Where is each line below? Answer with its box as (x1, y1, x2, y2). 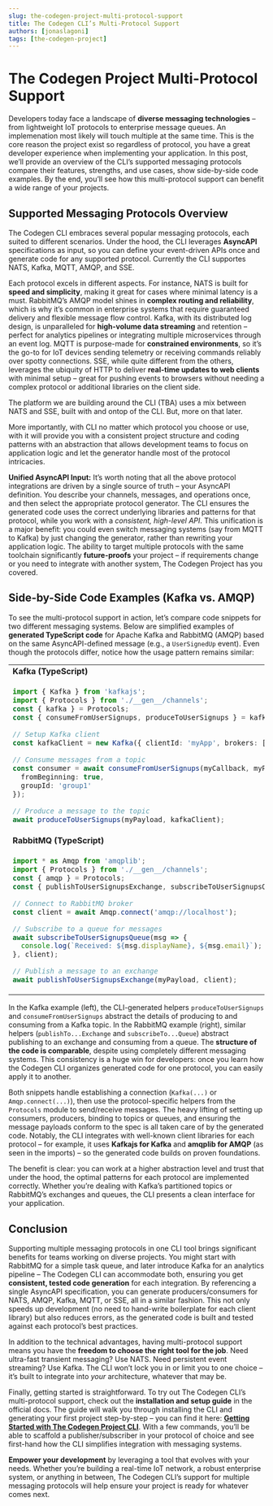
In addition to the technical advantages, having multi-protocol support (8, 1337, 242, 1347)
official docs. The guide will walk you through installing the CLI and (8, 1404, 233, 1415)
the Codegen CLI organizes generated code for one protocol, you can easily (8, 1063, 263, 1073)
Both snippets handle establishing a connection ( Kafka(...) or (8, 1087, 217, 1098)
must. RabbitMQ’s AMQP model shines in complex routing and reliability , (8, 296, 254, 305)
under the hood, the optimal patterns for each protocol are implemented (8, 1173, 249, 1182)
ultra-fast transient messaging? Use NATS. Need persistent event (8, 1355, 227, 1365)
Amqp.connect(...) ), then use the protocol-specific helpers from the (8, 1096, 236, 1106)
